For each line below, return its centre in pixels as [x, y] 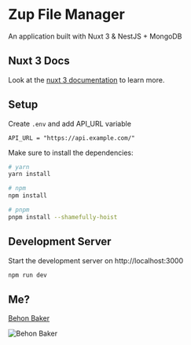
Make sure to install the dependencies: [71, 152]
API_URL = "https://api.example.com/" [72, 138]
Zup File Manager [67, 15]
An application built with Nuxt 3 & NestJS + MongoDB [95, 36]
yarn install [29, 174]
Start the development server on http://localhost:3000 [95, 260]
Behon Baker [29, 318]
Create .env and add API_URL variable [70, 123]
